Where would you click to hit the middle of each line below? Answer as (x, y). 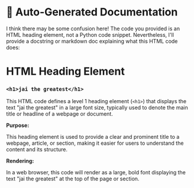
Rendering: (20, 161)
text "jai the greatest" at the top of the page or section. (73, 179)
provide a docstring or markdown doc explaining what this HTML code (92, 41)
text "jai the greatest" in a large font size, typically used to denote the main (97, 108)
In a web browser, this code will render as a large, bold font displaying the (96, 173)
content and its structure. (37, 149)
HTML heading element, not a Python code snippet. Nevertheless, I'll (90, 34)
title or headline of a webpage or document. (60, 114)
